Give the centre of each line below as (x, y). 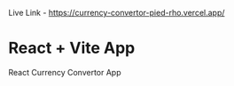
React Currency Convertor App (65, 72)
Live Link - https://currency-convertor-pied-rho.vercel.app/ (117, 13)
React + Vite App (72, 48)
